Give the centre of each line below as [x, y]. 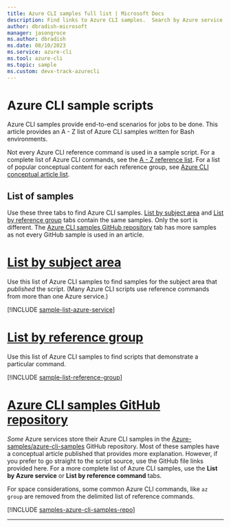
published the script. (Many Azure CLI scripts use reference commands [108, 289]
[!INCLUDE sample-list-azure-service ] [61, 310]
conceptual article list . [38, 175]
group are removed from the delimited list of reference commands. [101, 497]
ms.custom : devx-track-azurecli [53, 71]
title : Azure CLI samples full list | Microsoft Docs [86, 13]
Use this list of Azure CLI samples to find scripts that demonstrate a [103, 357]
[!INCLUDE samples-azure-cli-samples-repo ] [71, 510]
